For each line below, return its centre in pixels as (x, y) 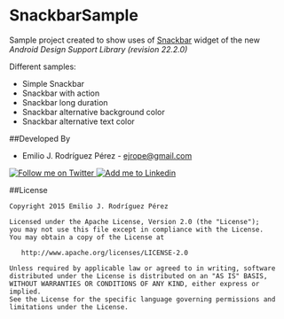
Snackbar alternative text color (78, 121)
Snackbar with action (61, 93)
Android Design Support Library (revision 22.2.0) (99, 49)
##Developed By (40, 138)
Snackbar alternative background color (94, 112)
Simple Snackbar (53, 83)
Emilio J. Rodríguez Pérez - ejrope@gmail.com (107, 155)
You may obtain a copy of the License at (87, 237)
